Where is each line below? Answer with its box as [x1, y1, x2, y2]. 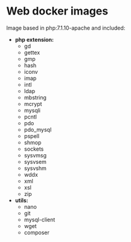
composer [24, 229, 50, 236]
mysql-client [24, 216, 56, 223]
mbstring [24, 94, 47, 101]
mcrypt [24, 100, 42, 107]
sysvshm [24, 165, 47, 172]
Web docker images [6, 4, 109, 18]
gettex [24, 48, 40, 56]
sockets [24, 145, 44, 152]
